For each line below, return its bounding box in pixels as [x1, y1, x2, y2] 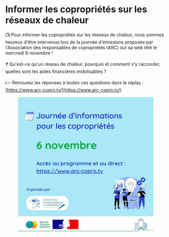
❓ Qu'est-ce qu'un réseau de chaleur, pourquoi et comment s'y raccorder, [5, 61, 161, 67]
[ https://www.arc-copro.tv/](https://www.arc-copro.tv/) [5, 87, 122, 93]
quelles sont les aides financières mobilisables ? [5, 68, 107, 75]
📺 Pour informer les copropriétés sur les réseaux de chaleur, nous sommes [5, 32, 164, 38]
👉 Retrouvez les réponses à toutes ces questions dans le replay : [5, 79, 144, 85]
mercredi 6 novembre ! [5, 50, 54, 56]
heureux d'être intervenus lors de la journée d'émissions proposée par [5, 39, 153, 45]
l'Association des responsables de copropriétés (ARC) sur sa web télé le [5, 44, 157, 51]
